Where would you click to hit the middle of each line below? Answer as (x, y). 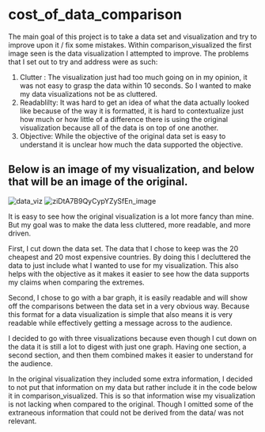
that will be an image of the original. (98, 182)
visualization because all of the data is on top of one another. (119, 128)
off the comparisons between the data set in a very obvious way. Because (129, 306)
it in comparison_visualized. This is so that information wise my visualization (132, 396)
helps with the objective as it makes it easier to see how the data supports (129, 273)
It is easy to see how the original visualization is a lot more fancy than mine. (131, 216)
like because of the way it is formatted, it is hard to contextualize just (131, 111)
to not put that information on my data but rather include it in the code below (132, 387)
